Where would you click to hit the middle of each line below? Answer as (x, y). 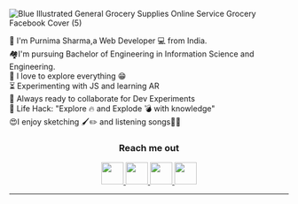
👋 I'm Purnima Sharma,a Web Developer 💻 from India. (108, 41)
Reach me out (149, 147)
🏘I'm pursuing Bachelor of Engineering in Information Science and (132, 54)
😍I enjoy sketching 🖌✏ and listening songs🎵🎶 (95, 122)
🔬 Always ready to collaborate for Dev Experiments (102, 98)
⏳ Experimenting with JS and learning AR (84, 86)
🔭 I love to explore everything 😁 (68, 76)
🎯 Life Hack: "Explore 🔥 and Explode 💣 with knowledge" (112, 109)
